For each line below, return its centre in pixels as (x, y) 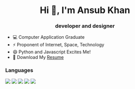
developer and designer (85, 26)
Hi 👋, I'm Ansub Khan (85, 10)
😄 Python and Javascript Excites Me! (52, 52)
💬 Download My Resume (38, 57)
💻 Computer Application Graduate (49, 37)
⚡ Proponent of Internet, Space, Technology (58, 45)
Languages (19, 70)
